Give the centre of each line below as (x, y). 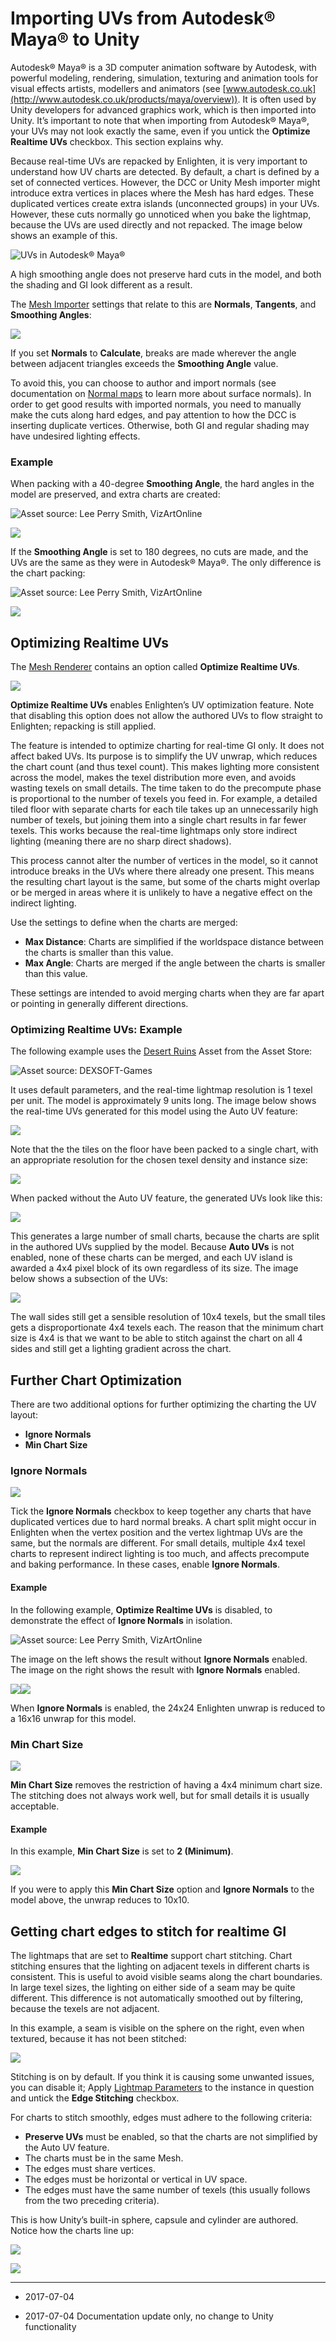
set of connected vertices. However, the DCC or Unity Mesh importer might (165, 182)
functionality (50, 2326)
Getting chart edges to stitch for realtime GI (148, 1931)
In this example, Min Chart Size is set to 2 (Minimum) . (122, 1851)
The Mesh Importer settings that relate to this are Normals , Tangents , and (163, 304)
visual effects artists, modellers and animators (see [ (118, 88)
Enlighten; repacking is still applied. (83, 726)
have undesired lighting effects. (75, 436)
